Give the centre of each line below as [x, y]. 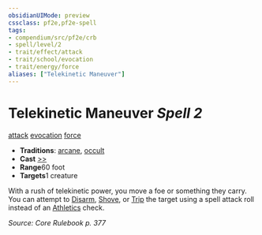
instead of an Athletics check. [56, 207]
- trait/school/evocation [51, 60]
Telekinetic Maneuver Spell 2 [105, 113]
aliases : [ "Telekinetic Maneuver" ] [67, 74]
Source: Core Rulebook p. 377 [57, 222]
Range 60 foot [42, 167]
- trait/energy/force [44, 67]
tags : [17, 30]
